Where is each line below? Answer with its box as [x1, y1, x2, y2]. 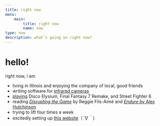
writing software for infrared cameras [12, 88, 89, 94]
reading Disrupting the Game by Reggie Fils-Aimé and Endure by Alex [12, 98, 155, 105]
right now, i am [5, 73, 36, 79]
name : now [23, 26, 43, 31]
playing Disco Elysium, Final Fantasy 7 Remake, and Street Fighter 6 [12, 93, 152, 99]
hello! [5, 57, 29, 68]
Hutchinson [12, 104, 36, 110]
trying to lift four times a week [12, 109, 74, 115]
